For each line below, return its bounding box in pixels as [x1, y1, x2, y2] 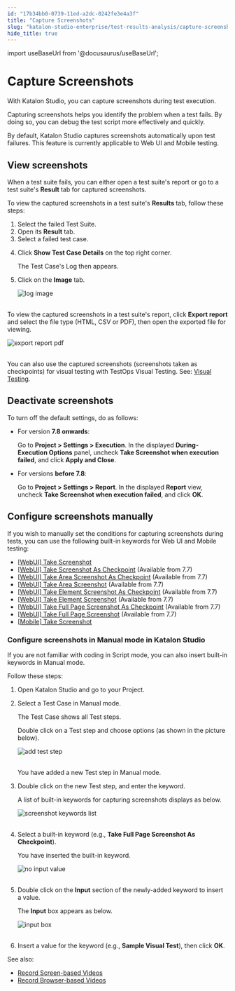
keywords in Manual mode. [7, 658, 85, 666]
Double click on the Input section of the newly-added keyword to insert [17, 885, 224, 894]
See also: [7, 955, 34, 963]
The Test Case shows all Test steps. [17, 713, 121, 721]
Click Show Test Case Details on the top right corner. [17, 248, 172, 257]
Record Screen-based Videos [17, 969, 103, 977]
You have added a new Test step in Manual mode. [17, 768, 162, 776]
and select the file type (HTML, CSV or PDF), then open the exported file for [7, 318, 226, 326]
